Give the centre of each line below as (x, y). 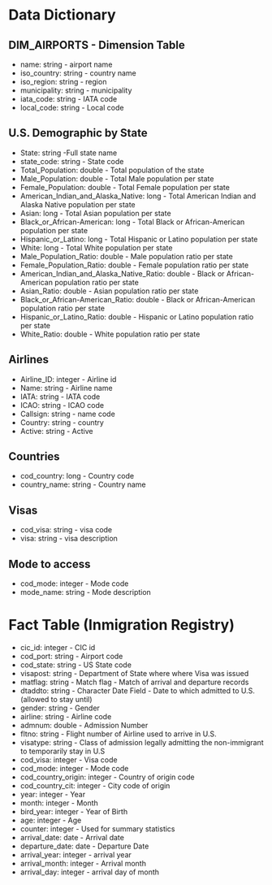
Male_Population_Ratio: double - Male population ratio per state (126, 256)
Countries (34, 457)
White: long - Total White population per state (96, 247)
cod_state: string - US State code (76, 665)
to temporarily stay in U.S (63, 751)
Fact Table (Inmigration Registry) (122, 625)
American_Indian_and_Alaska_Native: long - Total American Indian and (138, 196)
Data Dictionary (62, 15)
